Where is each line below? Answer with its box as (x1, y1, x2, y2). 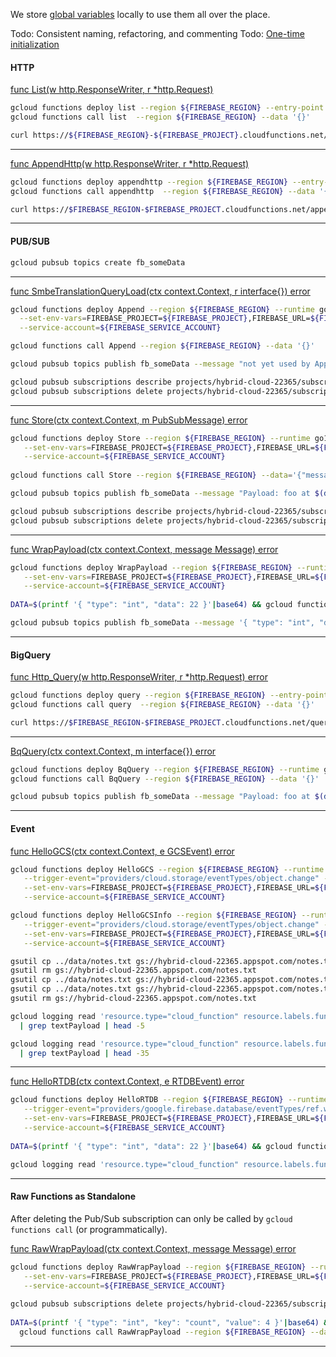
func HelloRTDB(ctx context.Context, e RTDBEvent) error (10, 1075, 245, 1088)
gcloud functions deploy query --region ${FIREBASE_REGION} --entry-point (10, 690, 329, 701)
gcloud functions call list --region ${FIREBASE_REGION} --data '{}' (10, 112, 311, 123)
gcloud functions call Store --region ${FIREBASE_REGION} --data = (10, 470, 293, 481)
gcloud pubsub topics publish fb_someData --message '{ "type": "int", (10, 618, 315, 628)
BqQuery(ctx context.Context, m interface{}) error (10, 745, 217, 757)
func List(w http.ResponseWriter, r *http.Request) (10, 84, 214, 96)
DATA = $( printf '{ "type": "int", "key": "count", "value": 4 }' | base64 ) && (10, 1318, 333, 1328)
